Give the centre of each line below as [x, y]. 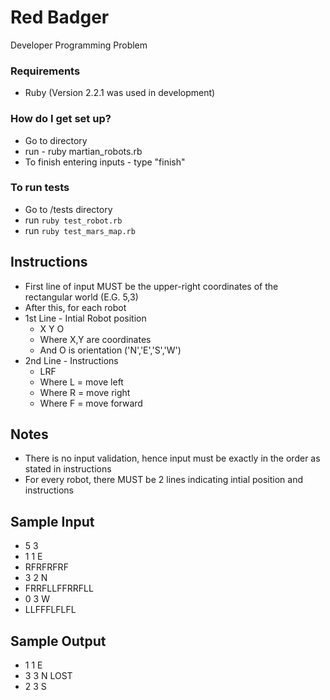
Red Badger [60, 17]
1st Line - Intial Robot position [85, 318]
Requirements [45, 71]
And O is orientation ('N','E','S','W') [110, 350]
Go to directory [56, 140]
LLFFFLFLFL [50, 610]
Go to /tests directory [68, 209]
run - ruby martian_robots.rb [83, 151]
